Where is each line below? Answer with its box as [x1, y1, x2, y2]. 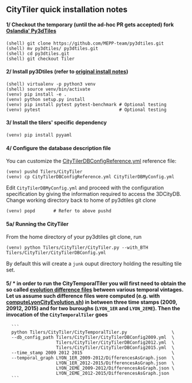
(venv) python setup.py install [6, 96, 85, 102]
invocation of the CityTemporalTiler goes [6, 311, 108, 318]
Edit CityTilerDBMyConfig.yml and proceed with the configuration [6, 184, 164, 191]
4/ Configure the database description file [6, 144, 112, 151]
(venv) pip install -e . [6, 91, 67, 97]
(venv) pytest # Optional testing [6, 107, 167, 113]
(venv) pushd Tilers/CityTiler [6, 169, 83, 175]
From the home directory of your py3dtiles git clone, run [6, 233, 142, 240]
